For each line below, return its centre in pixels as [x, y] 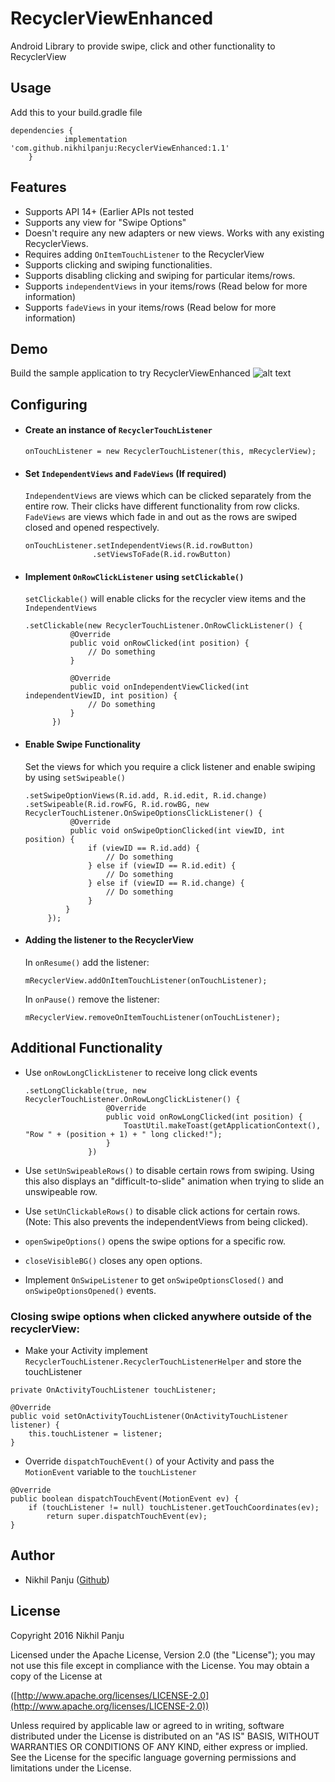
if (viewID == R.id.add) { [144, 848]
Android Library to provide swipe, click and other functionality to [143, 46]
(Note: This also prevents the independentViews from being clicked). [166, 1221]
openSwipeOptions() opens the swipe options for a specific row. [155, 1241]
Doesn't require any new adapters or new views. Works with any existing [174, 233]
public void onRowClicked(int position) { [159, 643]
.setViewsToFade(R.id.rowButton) [162, 555]
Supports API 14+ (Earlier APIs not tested [109, 211]
